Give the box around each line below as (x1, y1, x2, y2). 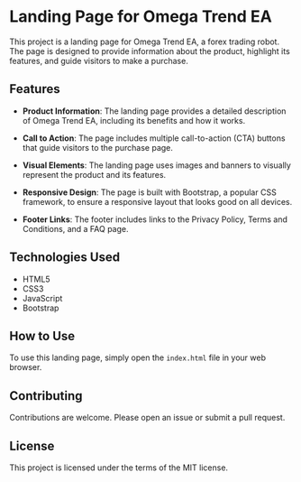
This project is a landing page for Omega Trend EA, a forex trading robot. (9, 36, 280, 47)
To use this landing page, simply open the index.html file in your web (9, 352, 266, 363)
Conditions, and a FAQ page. (22, 223, 129, 234)
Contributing (9, 388, 83, 403)
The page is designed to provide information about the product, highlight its (9, 45, 290, 56)
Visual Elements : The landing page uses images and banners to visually (22, 160, 291, 171)
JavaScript (22, 292, 63, 303)
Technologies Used (9, 250, 120, 265)
